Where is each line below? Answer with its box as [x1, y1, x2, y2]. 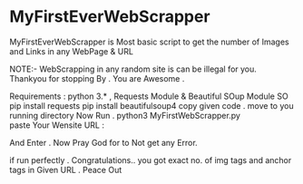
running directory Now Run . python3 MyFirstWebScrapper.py [9, 110, 240, 121]
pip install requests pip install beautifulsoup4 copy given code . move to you [9, 100, 294, 111]
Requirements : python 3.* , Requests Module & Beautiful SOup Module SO [9, 91, 288, 102]
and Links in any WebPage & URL [9, 45, 134, 56]
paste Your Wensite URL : [9, 120, 104, 131]
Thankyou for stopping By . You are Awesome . [9, 73, 185, 83]
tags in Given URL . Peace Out [9, 164, 122, 175]
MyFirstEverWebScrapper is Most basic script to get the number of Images [9, 36, 289, 47]
